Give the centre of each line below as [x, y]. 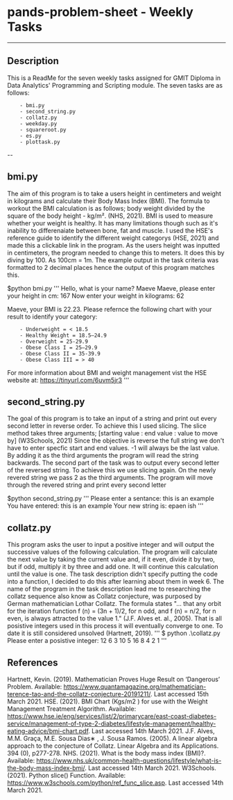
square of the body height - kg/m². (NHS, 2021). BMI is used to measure [110, 216]
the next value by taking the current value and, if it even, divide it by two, [111, 559]
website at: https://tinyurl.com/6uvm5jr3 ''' [68, 380]
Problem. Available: [35, 687]
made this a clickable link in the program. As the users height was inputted [114, 245]
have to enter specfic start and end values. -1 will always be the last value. [113, 448]
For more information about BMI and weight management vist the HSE [107, 372]
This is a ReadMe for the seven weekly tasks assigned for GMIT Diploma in [114, 78]
